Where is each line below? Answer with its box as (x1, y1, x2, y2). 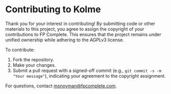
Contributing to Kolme (5, 4, 101, 15)
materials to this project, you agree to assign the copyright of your (5, 26, 144, 32)
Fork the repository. (12, 56, 55, 62)
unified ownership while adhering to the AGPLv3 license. (5, 37, 124, 43)
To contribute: (5, 46, 35, 53)
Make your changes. (12, 62, 56, 68)
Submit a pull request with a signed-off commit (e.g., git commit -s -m (12, 67, 162, 74)
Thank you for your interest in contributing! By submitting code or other (5, 20, 156, 27)
